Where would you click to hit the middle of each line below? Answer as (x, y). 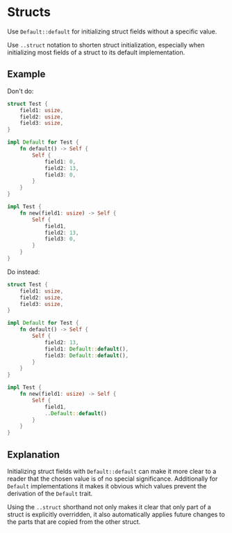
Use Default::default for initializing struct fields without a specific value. (112, 31)
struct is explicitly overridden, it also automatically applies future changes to (116, 514)
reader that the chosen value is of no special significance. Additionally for (113, 479)
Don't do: (20, 91)
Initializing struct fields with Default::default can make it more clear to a (112, 471)
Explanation (34, 455)
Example (26, 74)
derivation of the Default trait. (50, 493)
